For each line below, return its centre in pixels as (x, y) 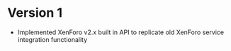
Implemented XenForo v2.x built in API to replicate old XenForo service (121, 32)
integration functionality (52, 39)
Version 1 (35, 13)
